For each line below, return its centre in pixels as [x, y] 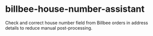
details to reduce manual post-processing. [49, 28]
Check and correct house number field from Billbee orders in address [77, 23]
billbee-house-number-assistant [75, 9]
